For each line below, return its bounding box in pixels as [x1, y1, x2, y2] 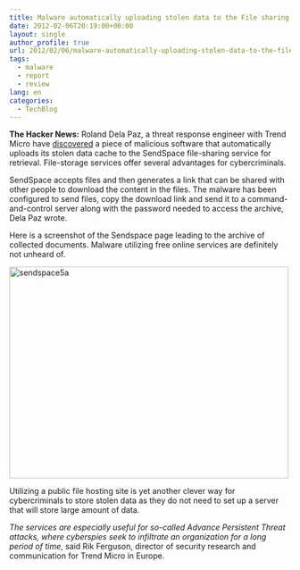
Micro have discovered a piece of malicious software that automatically [9, 138, 271, 149]
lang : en [9, 88, 42, 96]
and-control [9, 203, 54, 214]
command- [246, 194, 288, 205]
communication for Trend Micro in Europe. [9, 550, 165, 561]
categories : [9, 96, 54, 105]
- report [17, 71, 50, 80]
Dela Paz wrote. [9, 213, 68, 223]
